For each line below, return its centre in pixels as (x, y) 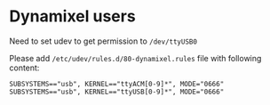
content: (24, 68)
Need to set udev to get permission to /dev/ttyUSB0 (103, 41)
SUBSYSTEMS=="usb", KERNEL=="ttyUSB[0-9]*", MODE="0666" (117, 92)
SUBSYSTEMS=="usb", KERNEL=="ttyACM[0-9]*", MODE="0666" (117, 84)
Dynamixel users (72, 16)
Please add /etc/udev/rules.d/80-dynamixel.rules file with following (135, 58)
